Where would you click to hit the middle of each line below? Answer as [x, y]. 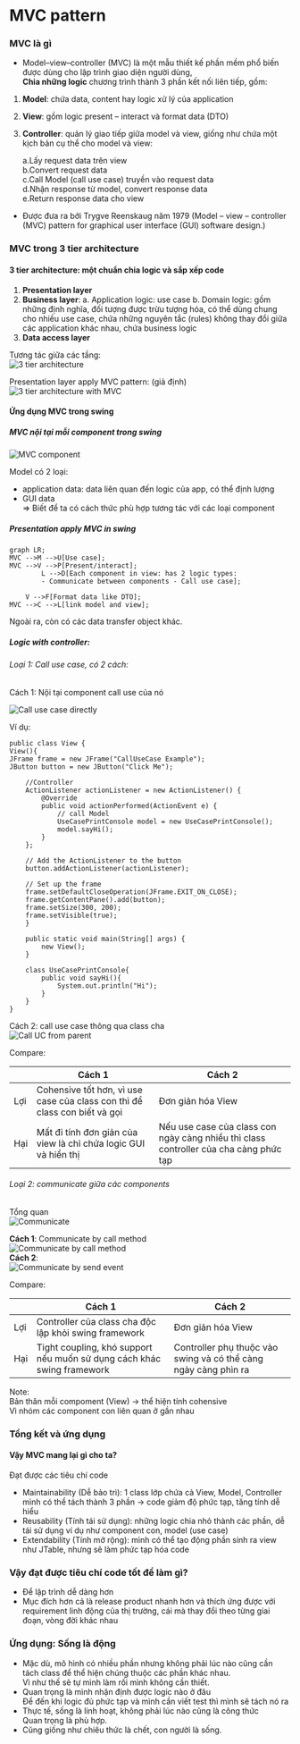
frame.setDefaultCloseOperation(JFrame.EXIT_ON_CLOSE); [132, 892]
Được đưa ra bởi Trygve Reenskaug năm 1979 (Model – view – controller [154, 216]
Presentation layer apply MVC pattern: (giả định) [98, 382]
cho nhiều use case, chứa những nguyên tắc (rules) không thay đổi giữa [154, 318]
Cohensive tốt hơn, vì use [89, 1090]
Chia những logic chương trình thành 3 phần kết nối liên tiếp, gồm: [145, 82]
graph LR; [28, 551]
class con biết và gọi [79, 1112]
